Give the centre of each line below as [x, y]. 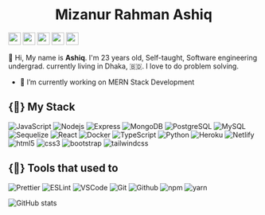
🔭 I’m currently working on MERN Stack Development [107, 82]
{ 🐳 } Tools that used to [63, 168]
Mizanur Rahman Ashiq [134, 15]
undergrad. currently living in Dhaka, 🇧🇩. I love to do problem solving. [123, 66]
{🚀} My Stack [42, 107]
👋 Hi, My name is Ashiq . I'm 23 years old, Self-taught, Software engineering [132, 57]
